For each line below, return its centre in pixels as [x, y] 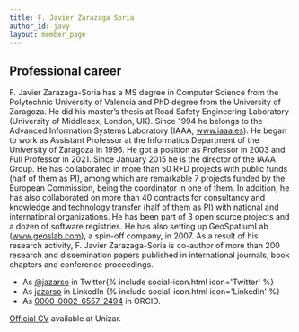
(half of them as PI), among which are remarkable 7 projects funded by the [147, 179]
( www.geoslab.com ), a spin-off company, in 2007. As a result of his [134, 236]
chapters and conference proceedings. [82, 265]
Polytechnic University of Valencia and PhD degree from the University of [145, 102]
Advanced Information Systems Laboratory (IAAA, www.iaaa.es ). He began [148, 130]
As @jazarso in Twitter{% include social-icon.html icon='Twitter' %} [148, 282]
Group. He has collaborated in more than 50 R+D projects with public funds [149, 169]
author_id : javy [40, 26]
